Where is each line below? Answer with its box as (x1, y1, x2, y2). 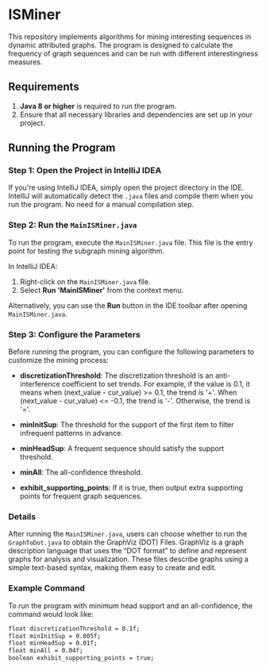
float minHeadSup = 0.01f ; (8, 639, 98, 648)
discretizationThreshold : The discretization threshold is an (19, 371, 214, 380)
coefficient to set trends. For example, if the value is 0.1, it (62, 379, 250, 389)
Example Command (8, 583, 86, 594)
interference (19, 379, 61, 389)
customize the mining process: (8, 356, 109, 365)
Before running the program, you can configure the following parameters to (8, 347, 255, 356)
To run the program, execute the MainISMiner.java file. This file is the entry (8, 237, 253, 247)
